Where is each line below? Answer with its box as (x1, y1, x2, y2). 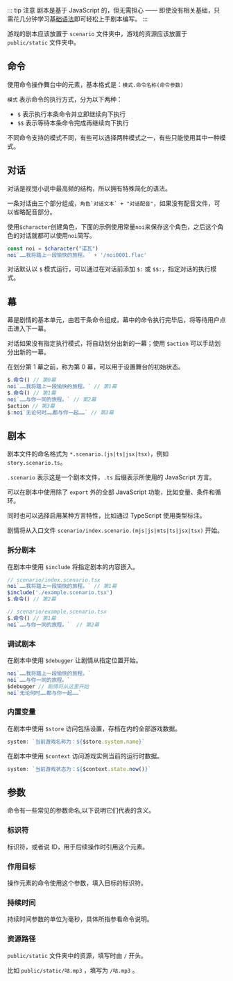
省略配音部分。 (12, 207, 56, 216)
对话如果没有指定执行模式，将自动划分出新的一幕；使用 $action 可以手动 (7, 340, 215, 348)
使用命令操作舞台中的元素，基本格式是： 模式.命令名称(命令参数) (7, 80, 184, 88)
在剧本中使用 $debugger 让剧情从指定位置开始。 (7, 656, 142, 664)
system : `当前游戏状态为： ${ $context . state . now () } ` (7, 765, 151, 772)
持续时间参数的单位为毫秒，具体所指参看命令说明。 (7, 915, 153, 923)
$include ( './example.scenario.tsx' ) (7, 589, 113, 596)
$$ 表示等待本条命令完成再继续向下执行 (17, 118, 130, 127)
